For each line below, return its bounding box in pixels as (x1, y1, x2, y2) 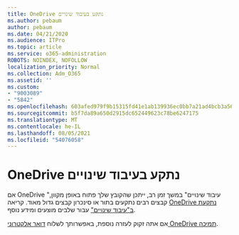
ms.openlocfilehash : (7, 103, 69, 110)
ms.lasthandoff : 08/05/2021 (7, 130, 91, 137)
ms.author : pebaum (7, 17, 62, 24)
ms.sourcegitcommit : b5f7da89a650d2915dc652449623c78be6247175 (7, 110, 199, 117)
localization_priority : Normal (7, 63, 100, 70)
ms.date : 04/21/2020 (7, 30, 69, 38)
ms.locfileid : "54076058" (7, 136, 84, 143)
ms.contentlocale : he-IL (7, 122, 81, 130)
